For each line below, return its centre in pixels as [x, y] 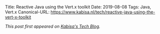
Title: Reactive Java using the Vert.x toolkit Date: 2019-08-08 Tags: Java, [78, 7]
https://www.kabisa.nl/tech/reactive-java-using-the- [103, 12]
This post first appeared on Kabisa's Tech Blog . [53, 26]
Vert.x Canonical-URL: [27, 12]
